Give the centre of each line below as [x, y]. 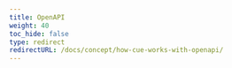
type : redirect [37, 42]
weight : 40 [29, 26]
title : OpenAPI [37, 17]
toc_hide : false [39, 34]
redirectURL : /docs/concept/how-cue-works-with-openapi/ [116, 50]
